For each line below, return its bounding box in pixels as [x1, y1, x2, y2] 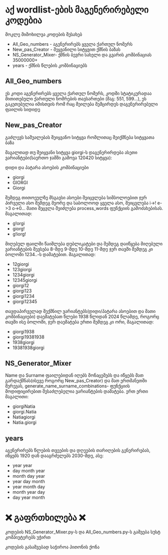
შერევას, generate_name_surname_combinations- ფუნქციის [5, 383, 130, 389]
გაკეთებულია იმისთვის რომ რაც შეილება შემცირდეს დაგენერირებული [5, 101, 158, 107]
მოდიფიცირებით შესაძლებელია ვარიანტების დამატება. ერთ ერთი [5, 388, 148, 394]
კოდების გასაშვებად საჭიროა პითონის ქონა [5, 544, 100, 550]
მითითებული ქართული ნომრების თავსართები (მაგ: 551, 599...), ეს [5, 95, 147, 101]
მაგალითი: [5, 394, 29, 400]
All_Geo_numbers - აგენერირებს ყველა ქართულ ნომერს [12, 41, 133, 47]
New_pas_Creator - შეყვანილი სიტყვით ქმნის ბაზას [12, 46, 121, 52]
